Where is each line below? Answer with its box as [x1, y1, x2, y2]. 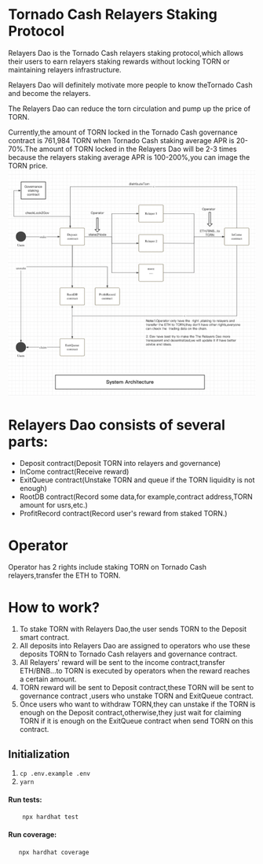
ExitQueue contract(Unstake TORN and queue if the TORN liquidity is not [19, 475, 255, 485]
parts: [8, 433, 49, 450]
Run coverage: [8, 829, 57, 839]
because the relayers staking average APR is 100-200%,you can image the [8, 152, 250, 162]
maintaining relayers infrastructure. [8, 65, 122, 74]
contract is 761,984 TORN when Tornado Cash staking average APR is [8, 135, 235, 145]
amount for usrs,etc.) [19, 500, 88, 510]
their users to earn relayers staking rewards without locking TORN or [8, 57, 230, 66]
